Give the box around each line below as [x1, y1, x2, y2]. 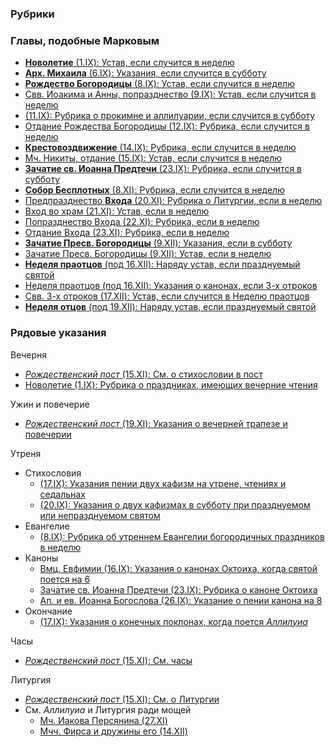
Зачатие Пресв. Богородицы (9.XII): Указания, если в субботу [24, 237, 293, 249]
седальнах [39, 488, 86, 500]
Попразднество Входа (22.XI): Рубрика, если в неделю [24, 216, 260, 228]
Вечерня [10, 348, 48, 361]
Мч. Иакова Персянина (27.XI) [39, 714, 168, 726]
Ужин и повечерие [10, 398, 90, 410]
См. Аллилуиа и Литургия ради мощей [24, 703, 192, 716]
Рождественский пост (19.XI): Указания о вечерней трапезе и [24, 417, 288, 429]
